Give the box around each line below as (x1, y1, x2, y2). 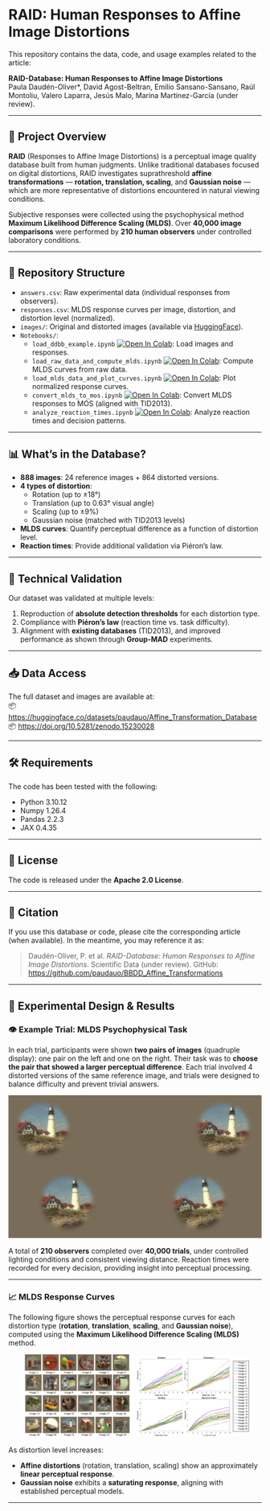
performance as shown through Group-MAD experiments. (19, 634, 213, 644)
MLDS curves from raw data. (31, 364, 128, 374)
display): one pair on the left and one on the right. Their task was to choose (8, 1053, 259, 1063)
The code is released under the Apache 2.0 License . (8, 875, 184, 885)
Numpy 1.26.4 (19, 806, 67, 815)
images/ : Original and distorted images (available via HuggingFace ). (19, 322, 243, 331)
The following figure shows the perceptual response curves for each (8, 1312, 235, 1322)
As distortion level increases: (8, 1445, 104, 1455)
